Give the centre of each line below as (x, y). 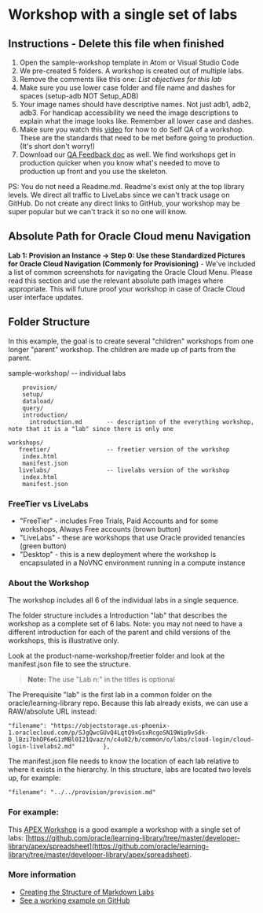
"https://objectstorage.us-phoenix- (110, 726)
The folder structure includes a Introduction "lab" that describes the (118, 615)
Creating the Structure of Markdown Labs (87, 892)
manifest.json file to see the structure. (69, 664)
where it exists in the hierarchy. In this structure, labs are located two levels (130, 770)
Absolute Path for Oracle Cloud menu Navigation (130, 237)
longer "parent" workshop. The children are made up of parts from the (122, 349)
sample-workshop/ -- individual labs (67, 373)
